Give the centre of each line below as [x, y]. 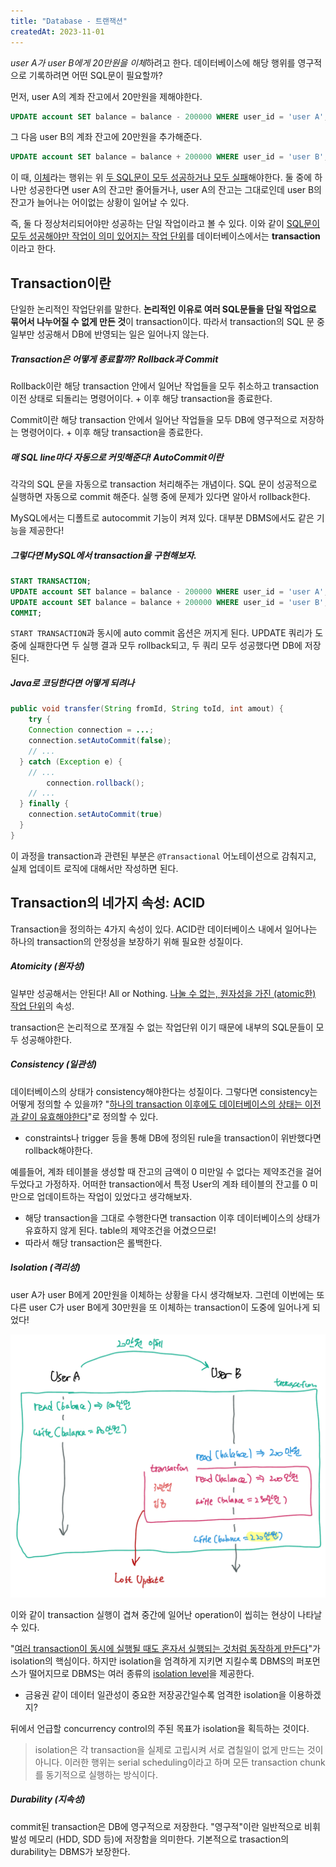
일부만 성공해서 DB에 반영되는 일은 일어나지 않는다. [110, 334]
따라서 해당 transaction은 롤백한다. [93, 1242]
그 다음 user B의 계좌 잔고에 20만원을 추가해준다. [106, 137]
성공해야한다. [46, 1039]
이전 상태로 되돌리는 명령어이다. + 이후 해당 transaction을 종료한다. [141, 399]
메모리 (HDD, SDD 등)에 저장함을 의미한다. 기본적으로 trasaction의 [159, 1839]
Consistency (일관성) [53, 1064]
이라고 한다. [33, 249]
